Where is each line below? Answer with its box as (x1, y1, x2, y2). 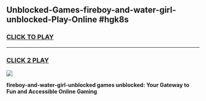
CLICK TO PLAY (6, 33, 54, 42)
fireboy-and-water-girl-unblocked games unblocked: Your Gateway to (6, 81, 190, 88)
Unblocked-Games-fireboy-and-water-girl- (6, 5, 177, 15)
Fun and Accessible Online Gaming (6, 88, 97, 95)
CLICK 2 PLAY (6, 56, 49, 64)
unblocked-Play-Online (6, 15, 97, 25)
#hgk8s (99, 15, 129, 25)
